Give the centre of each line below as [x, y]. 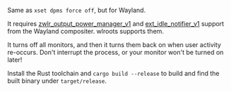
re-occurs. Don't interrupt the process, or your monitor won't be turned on [115, 52]
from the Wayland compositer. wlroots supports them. [86, 31]
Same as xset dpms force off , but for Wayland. [77, 10]
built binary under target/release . [57, 81]
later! [15, 60]
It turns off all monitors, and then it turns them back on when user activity [114, 45]
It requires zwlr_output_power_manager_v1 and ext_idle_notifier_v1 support [116, 24]
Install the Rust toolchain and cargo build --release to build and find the [114, 73]
